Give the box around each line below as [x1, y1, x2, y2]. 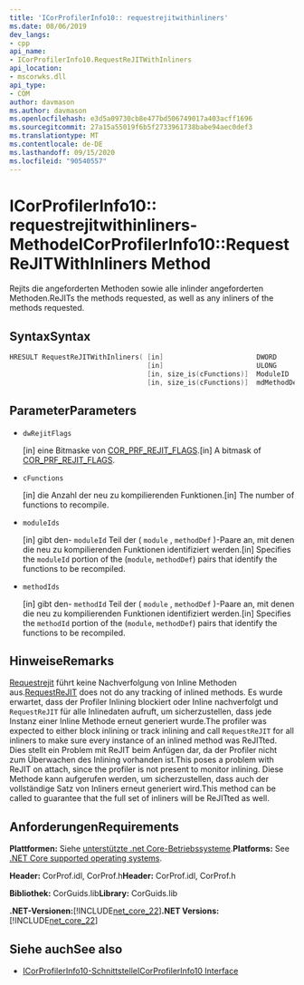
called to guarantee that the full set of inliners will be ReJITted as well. [9, 793, 270, 804]
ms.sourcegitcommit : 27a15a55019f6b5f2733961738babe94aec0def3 [9, 123, 253, 132]
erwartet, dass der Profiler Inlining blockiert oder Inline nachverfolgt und [9, 697, 279, 708]
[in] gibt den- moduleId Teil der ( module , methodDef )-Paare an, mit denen [22, 534, 295, 545]
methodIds [22, 582, 61, 592]
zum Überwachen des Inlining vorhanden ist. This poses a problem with [9, 754, 274, 766]
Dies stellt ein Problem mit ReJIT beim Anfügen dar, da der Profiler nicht [9, 745, 278, 756]
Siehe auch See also [9, 942, 123, 957]
